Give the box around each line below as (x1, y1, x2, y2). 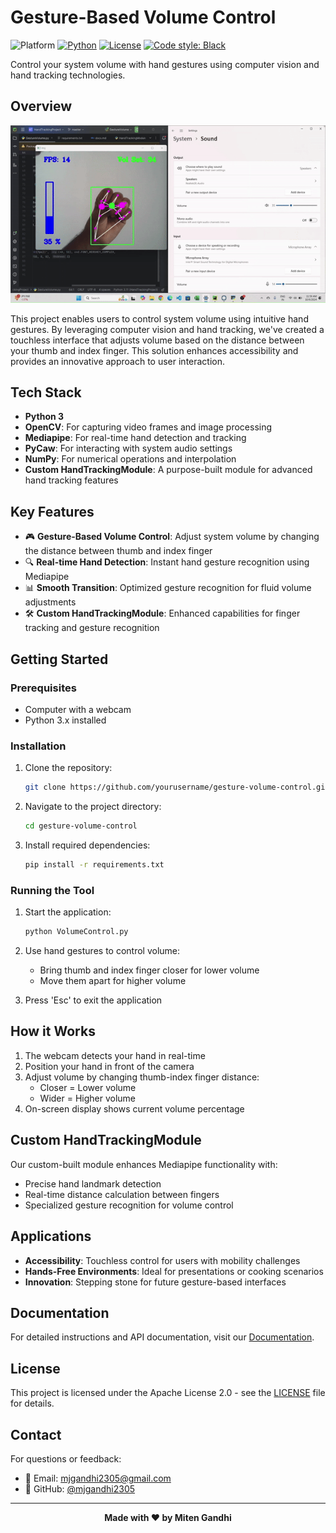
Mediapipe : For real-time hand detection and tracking (24, 432, 247, 444)
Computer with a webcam (24, 703, 132, 715)
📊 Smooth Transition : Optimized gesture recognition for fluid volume (24, 582, 312, 594)
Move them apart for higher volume (39, 975, 187, 987)
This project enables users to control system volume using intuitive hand (10, 312, 309, 325)
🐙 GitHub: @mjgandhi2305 (24, 1482, 136, 1495)
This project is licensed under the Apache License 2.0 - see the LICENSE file (10, 1387, 326, 1399)
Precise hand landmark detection (24, 1177, 162, 1190)
